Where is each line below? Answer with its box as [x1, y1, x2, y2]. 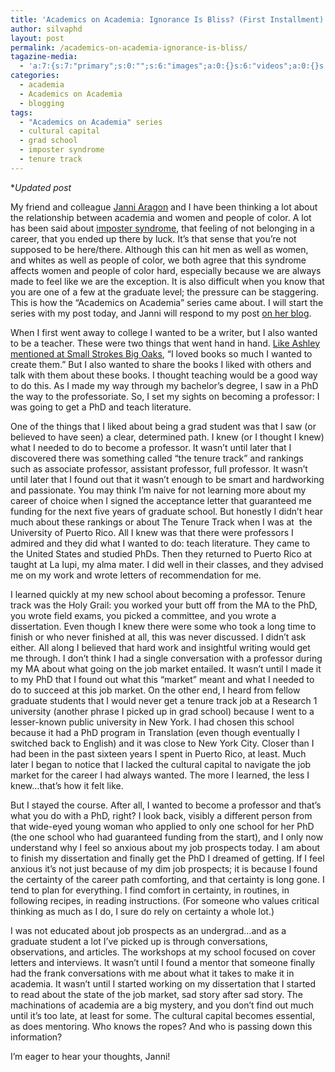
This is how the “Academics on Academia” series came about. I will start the [10, 296, 324, 308]
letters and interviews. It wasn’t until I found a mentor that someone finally [10, 956, 316, 968]
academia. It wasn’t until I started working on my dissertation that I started [10, 977, 317, 990]
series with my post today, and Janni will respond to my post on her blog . [10, 307, 312, 319]
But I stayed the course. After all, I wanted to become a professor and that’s [10, 799, 322, 811]
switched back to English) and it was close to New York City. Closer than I [10, 737, 315, 749]
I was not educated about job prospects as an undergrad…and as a [10, 924, 287, 936]
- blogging [19, 98, 65, 108]
